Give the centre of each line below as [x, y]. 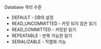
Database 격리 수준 [23, 7]
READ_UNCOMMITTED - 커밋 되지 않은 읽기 [54, 24]
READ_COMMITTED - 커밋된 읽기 [44, 30]
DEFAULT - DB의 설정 [33, 17]
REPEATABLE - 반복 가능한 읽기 [42, 36]
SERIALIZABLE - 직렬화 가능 [39, 42]
